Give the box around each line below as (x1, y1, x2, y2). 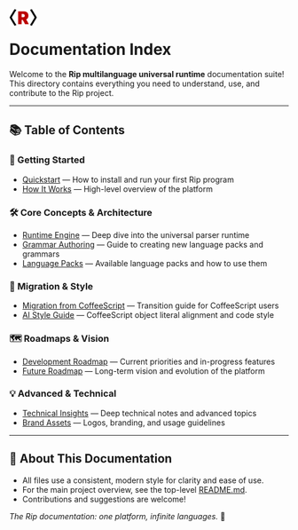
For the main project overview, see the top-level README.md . (21, 484, 247, 494)
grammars (21, 249, 60, 259)
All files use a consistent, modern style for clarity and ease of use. (21, 475, 264, 486)
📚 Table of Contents (9, 123, 126, 138)
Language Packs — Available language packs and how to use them (21, 257, 268, 268)
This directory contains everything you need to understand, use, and (9, 78, 260, 89)
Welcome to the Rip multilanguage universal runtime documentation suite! (9, 68, 285, 79)
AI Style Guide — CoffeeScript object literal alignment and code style (21, 310, 275, 320)
